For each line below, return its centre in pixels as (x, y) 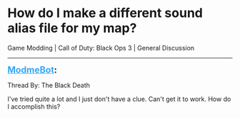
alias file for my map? (72, 28)
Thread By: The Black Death (49, 85)
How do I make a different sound (105, 13)
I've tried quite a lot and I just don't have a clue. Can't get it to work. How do (119, 99)
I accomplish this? (34, 106)
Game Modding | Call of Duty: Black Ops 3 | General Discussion (101, 48)
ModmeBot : (32, 70)
